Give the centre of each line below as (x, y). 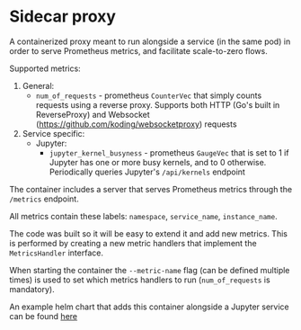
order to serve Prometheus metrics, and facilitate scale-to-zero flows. (138, 50)
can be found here (44, 316)
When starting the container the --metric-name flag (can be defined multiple (150, 270)
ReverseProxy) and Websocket (93, 114)
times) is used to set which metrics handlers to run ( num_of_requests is (140, 280)
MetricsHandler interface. (56, 253)
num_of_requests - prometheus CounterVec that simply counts (149, 95)
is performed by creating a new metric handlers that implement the (133, 243)
